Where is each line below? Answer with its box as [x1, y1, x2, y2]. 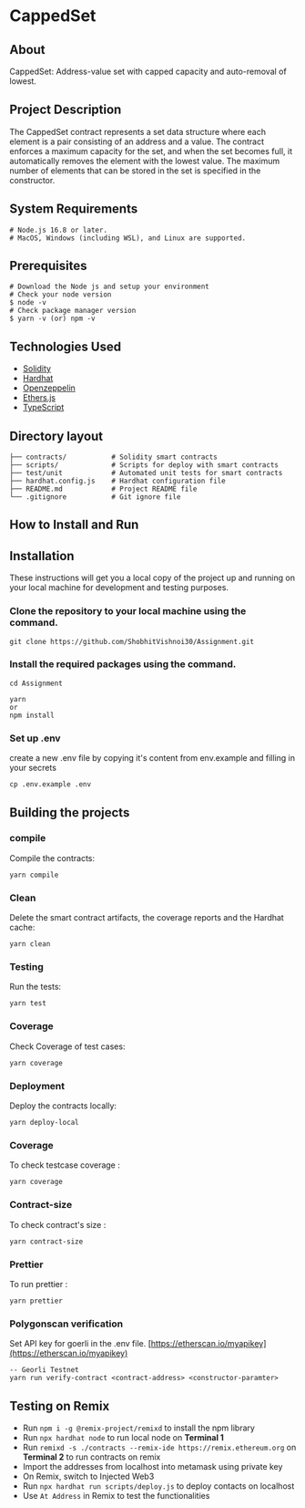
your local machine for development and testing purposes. [9, 582, 229, 593]
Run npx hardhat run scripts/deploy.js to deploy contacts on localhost [22, 1481, 295, 1492]
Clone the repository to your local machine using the [9, 605, 247, 618]
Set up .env [9, 732, 61, 744]
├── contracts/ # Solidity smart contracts [9, 452, 219, 462]
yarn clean [9, 940, 51, 949]
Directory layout [9, 428, 104, 443]
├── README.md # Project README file [9, 484, 198, 494]
